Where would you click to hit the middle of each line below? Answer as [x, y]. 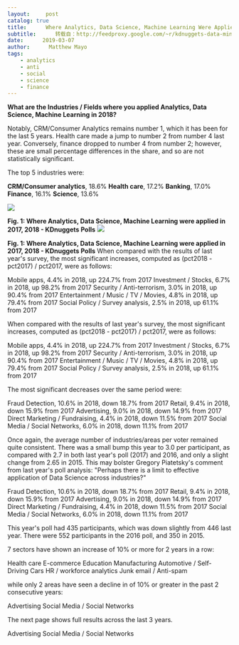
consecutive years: [35, 592]
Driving [18, 571]
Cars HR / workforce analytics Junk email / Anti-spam [108, 571]
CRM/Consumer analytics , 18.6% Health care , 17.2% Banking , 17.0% [109, 187]
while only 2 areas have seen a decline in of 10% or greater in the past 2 [113, 584]
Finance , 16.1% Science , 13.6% [53, 194]
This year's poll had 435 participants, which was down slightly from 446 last [119, 528]
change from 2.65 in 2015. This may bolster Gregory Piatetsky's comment [115, 463]
